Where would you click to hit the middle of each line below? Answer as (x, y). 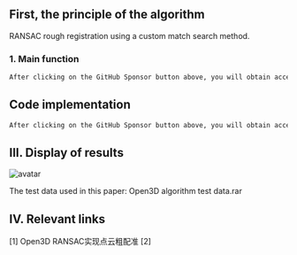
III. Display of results (66, 153)
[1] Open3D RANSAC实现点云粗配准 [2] (80, 242)
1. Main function (44, 58)
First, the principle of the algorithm (107, 15)
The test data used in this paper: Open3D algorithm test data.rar (126, 191)
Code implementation (70, 105)
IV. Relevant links (57, 219)
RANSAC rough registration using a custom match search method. (129, 35)
